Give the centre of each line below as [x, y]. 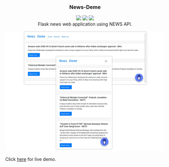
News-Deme [85, 7]
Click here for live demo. [31, 159]
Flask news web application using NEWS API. [85, 24]
